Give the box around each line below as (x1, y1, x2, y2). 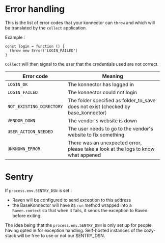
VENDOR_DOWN (7, 118, 36, 123)
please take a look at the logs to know (68, 145, 155, 152)
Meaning (102, 73, 124, 80)
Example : (5, 34, 26, 40)
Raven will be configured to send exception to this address (12, 197, 131, 203)
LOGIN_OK (7, 81, 28, 87)
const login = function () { (5, 44, 65, 49)
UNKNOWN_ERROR (7, 146, 41, 152)
